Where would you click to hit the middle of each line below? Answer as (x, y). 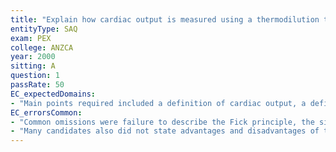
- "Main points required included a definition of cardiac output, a (158, 103)
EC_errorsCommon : (46, 112)
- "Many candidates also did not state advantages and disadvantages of (165, 131)
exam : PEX (31, 38)
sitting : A (33, 66)
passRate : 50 (37, 85)
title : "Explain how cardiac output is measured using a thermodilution (165, 19)
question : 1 (35, 76)
